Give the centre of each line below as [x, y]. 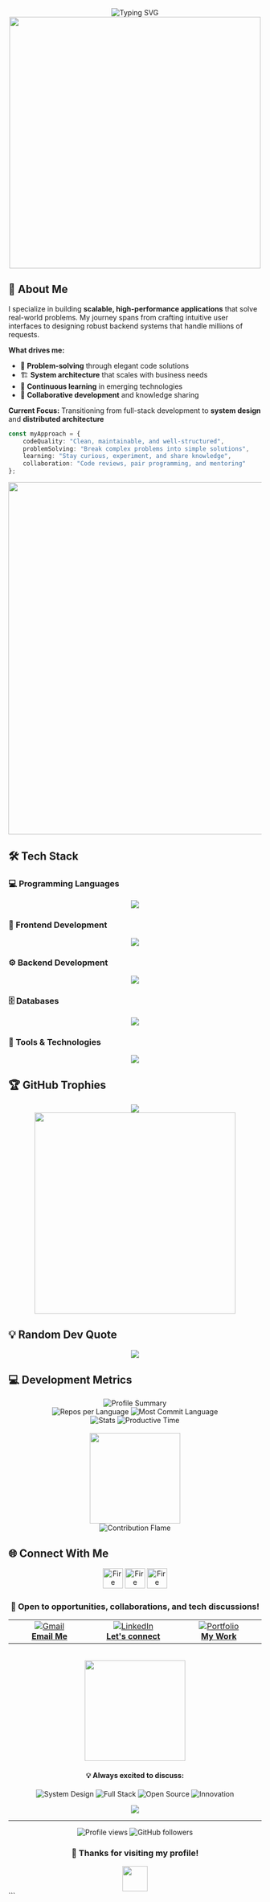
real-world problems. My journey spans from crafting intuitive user [119, 317]
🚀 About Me [38, 289]
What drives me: [37, 350]
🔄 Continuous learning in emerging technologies [101, 386]
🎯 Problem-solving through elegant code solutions [104, 365]
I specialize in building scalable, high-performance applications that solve [133, 308]
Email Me [50, 1636]
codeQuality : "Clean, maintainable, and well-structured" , [124, 441]
